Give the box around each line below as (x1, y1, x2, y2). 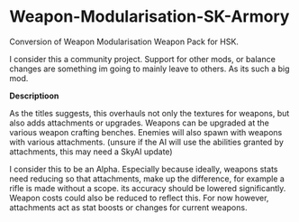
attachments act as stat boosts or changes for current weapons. (9, 201, 248, 213)
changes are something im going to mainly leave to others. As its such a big (9, 63, 290, 74)
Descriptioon (9, 90, 59, 101)
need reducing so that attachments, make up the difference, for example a (9, 173, 285, 184)
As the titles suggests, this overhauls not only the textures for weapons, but (9, 107, 290, 118)
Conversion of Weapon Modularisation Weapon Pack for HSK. (9, 36, 239, 47)
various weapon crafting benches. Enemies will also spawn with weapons (9, 126, 283, 137)
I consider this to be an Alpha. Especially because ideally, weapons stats (9, 163, 278, 174)
